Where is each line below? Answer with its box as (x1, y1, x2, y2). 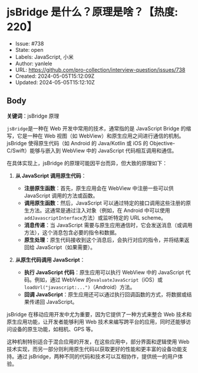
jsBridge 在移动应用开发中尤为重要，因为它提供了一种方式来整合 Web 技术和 (6, 310, 192, 318)
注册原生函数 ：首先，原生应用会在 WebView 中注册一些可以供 (24, 184, 174, 192)
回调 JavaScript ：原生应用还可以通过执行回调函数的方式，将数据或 (24, 290, 187, 298)
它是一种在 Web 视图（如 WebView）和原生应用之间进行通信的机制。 (16, 132, 184, 139)
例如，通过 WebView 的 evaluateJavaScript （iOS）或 (34, 276, 163, 283)
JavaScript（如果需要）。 (35, 243, 96, 251)
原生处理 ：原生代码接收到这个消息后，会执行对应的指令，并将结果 (24, 236, 184, 243)
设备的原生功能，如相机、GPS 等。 (11, 325, 97, 332)
